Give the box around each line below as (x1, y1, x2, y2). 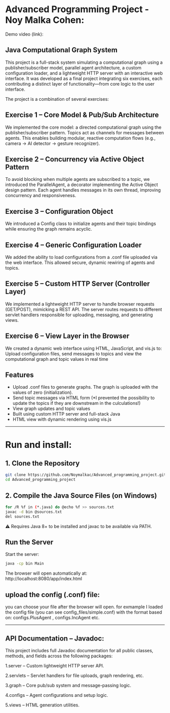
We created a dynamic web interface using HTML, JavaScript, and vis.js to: (5, 345, 162, 351)
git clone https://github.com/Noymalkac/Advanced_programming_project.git (5, 472, 166, 477)
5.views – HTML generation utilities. (5, 702, 80, 708)
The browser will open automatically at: (5, 570, 88, 576)
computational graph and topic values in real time (5, 356, 109, 362)
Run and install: (5, 439, 72, 451)
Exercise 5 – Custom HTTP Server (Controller (5, 280, 150, 288)
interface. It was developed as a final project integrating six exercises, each (5, 75, 163, 82)
